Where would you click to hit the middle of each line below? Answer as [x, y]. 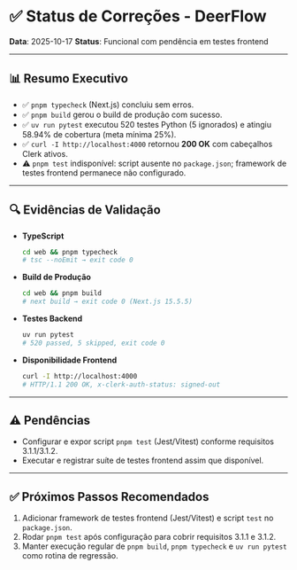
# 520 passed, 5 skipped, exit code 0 [93, 343]
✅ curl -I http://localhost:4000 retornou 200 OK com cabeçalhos [147, 144]
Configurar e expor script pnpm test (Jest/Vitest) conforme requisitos [148, 441]
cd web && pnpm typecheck [69, 252]
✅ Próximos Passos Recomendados [109, 497]
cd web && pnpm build [62, 293]
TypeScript [43, 236]
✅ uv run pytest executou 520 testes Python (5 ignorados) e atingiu [147, 124]
